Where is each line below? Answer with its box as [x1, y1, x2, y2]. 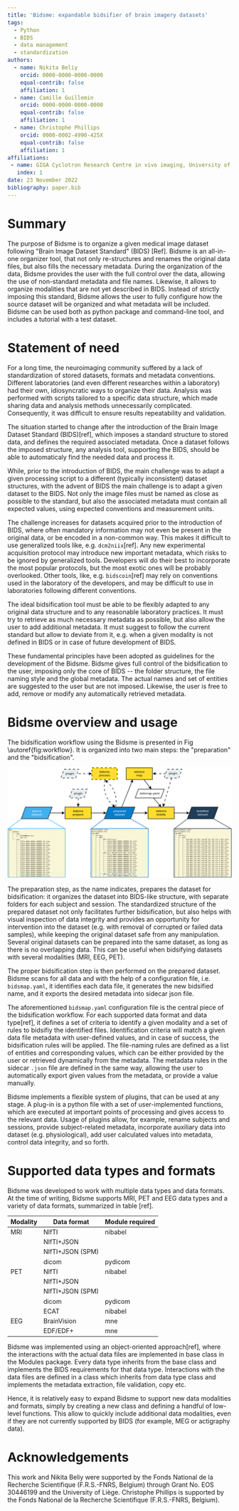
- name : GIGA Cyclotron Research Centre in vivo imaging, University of [10, 162, 231, 169]
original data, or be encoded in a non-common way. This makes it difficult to [7, 533, 231, 542]
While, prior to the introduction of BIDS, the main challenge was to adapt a [7, 466, 225, 475]
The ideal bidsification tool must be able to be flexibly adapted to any [7, 600, 210, 609]
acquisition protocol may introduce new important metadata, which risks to [7, 548, 227, 557]
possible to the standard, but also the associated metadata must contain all [7, 497, 228, 505]
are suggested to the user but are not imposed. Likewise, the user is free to [7, 682, 228, 690]
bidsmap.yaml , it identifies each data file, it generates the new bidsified [7, 982, 213, 991]
